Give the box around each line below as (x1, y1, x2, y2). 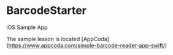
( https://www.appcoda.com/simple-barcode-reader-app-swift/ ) (6, 42, 167, 49)
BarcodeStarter (6, 4, 87, 18)
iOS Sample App (6, 24, 48, 31)
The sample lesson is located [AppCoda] (6, 35, 109, 42)
